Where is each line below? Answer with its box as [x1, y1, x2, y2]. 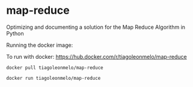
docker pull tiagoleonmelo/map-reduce [6, 64, 103, 71]
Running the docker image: [6, 41, 73, 49]
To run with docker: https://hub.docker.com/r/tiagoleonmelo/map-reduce [6, 53, 188, 60]
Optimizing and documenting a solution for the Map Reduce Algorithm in [6, 23, 185, 31]
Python [6, 29, 24, 37]
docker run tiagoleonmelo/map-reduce [6, 75, 101, 81]
